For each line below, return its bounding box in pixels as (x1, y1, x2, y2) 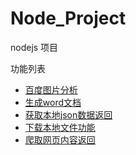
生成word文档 (24, 96, 82, 108)
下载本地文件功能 (24, 121, 96, 133)
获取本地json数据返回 (24, 108, 113, 121)
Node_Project (10, 7, 127, 30)
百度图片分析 (24, 83, 78, 96)
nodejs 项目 (10, 41, 59, 53)
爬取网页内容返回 (24, 133, 96, 146)
